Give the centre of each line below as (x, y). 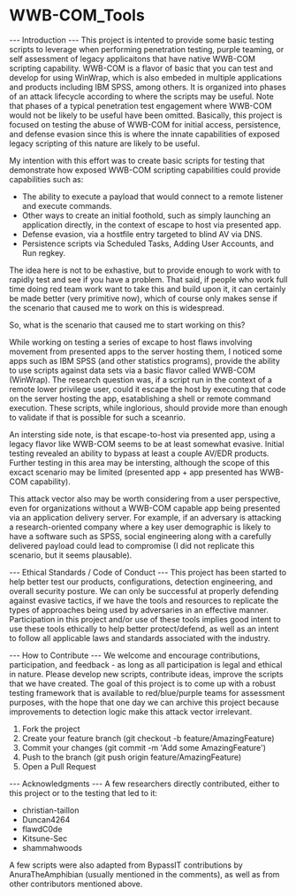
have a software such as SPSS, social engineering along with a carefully (140, 536)
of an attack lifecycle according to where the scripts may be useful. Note (141, 96)
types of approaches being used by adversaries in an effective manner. (139, 610)
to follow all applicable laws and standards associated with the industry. (140, 637)
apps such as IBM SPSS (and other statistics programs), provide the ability (145, 360)
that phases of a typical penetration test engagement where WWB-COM (140, 105)
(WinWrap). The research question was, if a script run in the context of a (140, 379)
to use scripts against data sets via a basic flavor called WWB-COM (133, 370)
